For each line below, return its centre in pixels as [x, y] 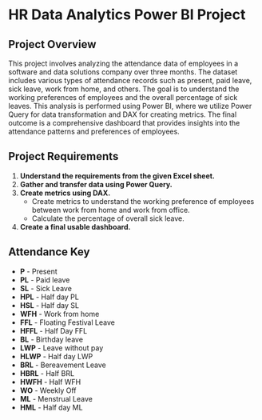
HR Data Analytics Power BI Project [127, 15]
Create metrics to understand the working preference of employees [143, 201]
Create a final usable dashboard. [75, 226]
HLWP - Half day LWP [56, 356]
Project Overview [52, 44]
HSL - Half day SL [50, 305]
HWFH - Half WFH [50, 382]
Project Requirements [64, 156]
